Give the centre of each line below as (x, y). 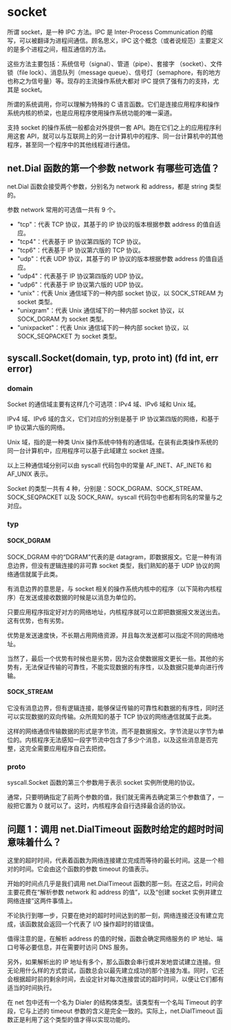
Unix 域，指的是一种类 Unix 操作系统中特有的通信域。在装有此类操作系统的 (113, 442)
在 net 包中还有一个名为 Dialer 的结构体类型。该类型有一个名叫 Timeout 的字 (115, 1002)
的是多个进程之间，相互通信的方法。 (58, 49)
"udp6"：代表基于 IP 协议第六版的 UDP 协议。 (82, 284)
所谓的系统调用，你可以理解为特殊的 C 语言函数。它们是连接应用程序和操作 (113, 104)
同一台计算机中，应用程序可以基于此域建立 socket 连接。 (88, 451)
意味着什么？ (34, 842)
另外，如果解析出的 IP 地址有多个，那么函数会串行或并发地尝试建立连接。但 (114, 962)
